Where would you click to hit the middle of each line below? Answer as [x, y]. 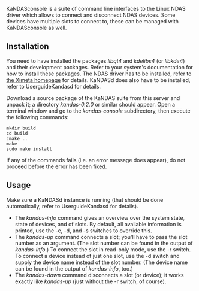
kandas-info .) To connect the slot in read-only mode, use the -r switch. [103, 249]
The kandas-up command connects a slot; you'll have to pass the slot [101, 237]
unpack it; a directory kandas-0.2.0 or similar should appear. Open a [91, 104]
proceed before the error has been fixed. [57, 166]
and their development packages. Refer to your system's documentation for [100, 67]
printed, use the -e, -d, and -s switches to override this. [84, 231]
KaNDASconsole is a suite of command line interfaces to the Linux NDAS [96, 9]
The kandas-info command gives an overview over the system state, [99, 217]
